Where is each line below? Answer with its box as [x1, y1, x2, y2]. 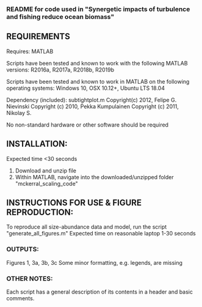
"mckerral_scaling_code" [15, 180, 78, 187]
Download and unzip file [15, 167, 77, 174]
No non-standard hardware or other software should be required [6, 121, 169, 128]
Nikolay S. [6, 109, 32, 116]
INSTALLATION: [6, 139, 68, 149]
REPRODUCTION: [6, 207, 74, 217]
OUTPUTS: [6, 245, 40, 254]
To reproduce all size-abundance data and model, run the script [6, 223, 167, 231]
